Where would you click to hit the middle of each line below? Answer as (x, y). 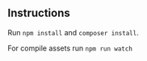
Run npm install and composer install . (73, 32)
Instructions (39, 13)
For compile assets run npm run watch (70, 48)
